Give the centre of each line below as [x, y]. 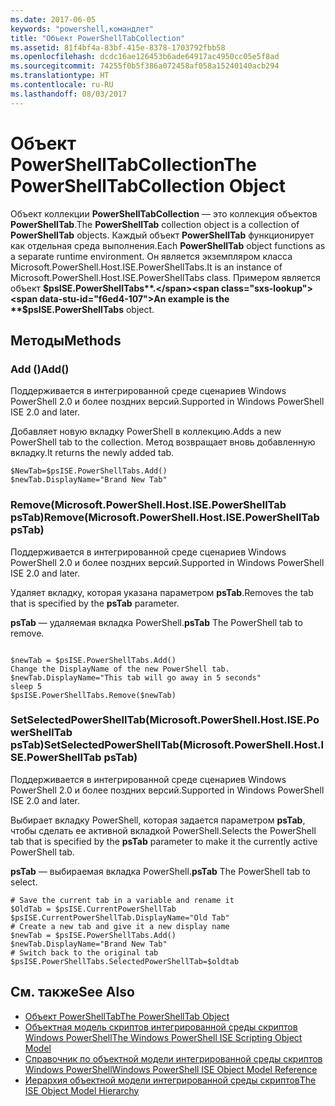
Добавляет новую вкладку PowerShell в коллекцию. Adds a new [146, 432]
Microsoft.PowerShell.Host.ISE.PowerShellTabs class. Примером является [165, 277]
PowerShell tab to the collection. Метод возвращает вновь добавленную [163, 442]
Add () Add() [40, 369]
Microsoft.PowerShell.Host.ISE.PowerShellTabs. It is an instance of [146, 267]
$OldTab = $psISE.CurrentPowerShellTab [93, 909]
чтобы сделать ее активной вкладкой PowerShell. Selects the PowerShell [163, 830]
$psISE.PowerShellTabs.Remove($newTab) [93, 695]
